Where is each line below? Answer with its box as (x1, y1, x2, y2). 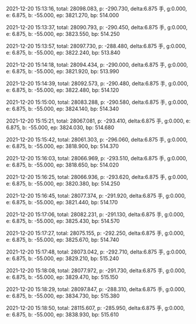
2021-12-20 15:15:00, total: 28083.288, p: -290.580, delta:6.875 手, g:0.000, (6, 99, 189, 106)
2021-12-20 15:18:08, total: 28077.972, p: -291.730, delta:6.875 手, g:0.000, (6, 267, 186, 274)
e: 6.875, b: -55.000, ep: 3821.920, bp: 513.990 (6, 68, 119, 75)
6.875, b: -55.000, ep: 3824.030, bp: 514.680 (6, 124, 115, 131)
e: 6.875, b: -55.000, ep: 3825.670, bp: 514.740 (6, 237, 119, 243)
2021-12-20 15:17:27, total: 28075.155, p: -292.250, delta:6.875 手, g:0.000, (6, 230, 185, 237)
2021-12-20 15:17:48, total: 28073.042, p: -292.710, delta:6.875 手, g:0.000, (6, 248, 187, 255)
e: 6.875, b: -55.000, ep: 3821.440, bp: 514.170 (6, 199, 118, 205)
